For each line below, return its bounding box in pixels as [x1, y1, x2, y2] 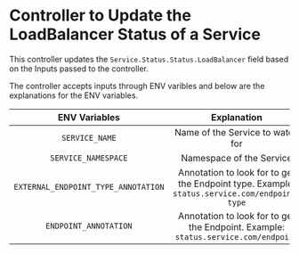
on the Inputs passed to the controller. [9, 63, 149, 74]
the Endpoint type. [177, 177, 255, 190]
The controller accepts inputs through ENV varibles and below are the [9, 80, 265, 91]
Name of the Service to [174, 126, 271, 138]
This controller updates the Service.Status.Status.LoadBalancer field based [9, 53, 289, 64]
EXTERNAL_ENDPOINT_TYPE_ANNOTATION [13, 182, 165, 192]
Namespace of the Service [181, 152, 293, 164]
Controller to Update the [9, 5, 191, 26]
